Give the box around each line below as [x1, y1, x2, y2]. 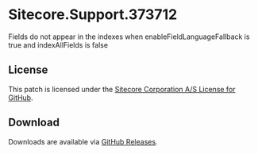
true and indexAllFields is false [8, 40, 109, 49]
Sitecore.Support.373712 [8, 6, 178, 24]
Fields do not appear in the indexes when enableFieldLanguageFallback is [8, 32, 250, 41]
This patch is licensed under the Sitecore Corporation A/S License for [8, 84, 236, 94]
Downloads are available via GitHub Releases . [8, 137, 158, 146]
